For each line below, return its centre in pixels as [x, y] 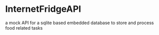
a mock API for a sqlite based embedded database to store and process [80, 23]
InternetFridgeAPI [43, 9]
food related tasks [24, 28]
